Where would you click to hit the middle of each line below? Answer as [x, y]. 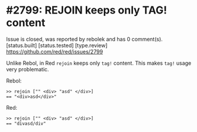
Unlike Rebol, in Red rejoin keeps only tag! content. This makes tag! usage [99, 63]
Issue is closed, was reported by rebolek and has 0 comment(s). [84, 39]
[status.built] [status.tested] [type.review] [57, 45]
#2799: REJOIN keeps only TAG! [87, 10]
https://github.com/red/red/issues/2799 [55, 51]
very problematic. [28, 69]
